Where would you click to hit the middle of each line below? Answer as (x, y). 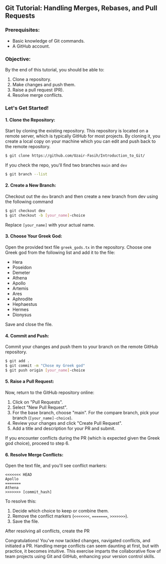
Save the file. (26, 521)
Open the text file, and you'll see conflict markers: (56, 466)
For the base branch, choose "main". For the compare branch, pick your (86, 413)
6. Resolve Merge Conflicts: (34, 454)
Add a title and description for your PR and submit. (64, 429)
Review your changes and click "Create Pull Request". (67, 423)
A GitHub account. (31, 46)
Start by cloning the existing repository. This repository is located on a (77, 131)
